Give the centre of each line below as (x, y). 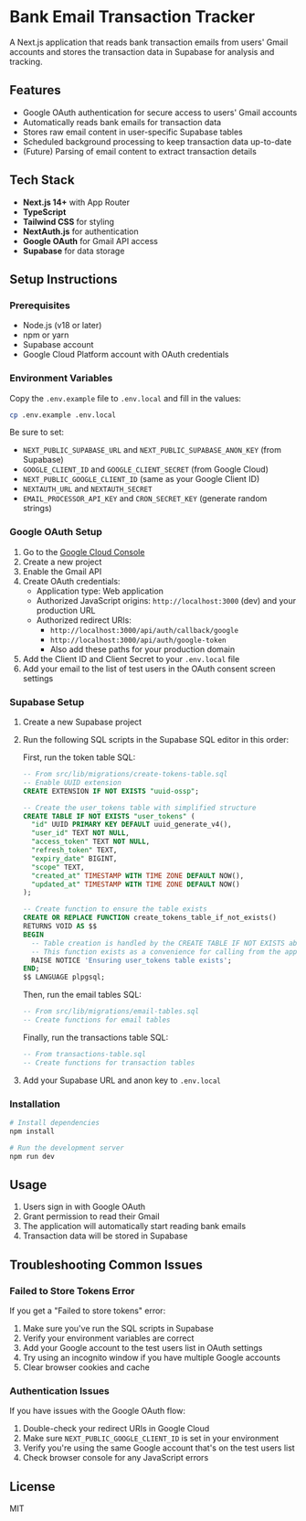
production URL (66, 610)
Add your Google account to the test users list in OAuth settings (142, 1347)
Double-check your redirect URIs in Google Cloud (116, 1429)
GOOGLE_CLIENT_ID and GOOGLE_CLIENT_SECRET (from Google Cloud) (146, 469)
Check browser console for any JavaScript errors (116, 1458)
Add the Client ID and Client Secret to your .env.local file (131, 659)
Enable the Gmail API (62, 571)
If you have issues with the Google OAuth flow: (97, 1411)
